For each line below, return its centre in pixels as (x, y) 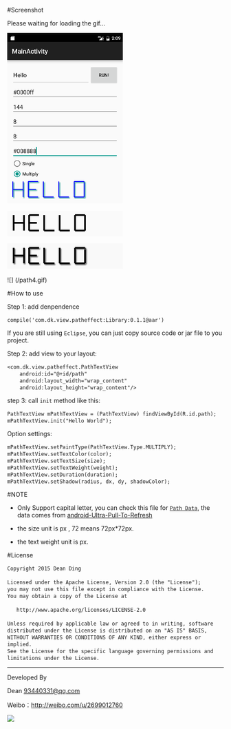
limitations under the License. (53, 658)
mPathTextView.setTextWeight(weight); (63, 468)
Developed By (27, 677)
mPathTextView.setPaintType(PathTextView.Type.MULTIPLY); (92, 447)
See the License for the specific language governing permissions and (110, 651)
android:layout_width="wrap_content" (74, 381)
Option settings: (30, 434)
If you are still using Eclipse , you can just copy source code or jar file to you (115, 333)
